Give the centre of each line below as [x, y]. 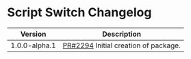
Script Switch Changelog [79, 13]
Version [33, 34]
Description [122, 34]
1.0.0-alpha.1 [33, 45]
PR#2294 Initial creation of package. [122, 45]
